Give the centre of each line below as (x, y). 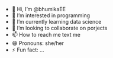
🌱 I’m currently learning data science (56, 22)
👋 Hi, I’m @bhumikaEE (39, 9)
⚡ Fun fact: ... (28, 50)
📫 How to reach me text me (46, 35)
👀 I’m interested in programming (51, 15)
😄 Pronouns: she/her (38, 43)
